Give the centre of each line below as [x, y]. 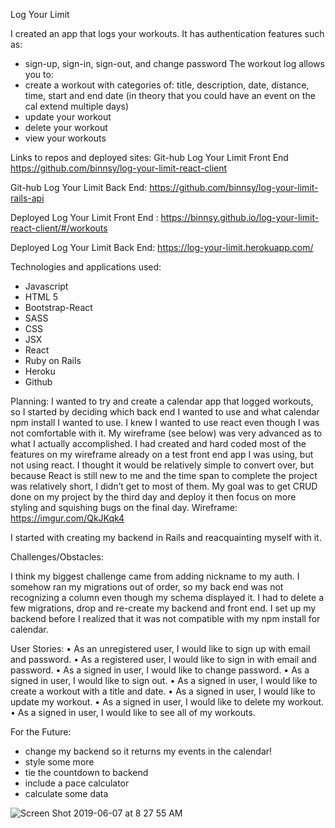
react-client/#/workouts [59, 228]
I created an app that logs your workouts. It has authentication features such [167, 33]
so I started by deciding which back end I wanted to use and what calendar [165, 412]
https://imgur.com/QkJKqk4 [67, 518]
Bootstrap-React [58, 307]
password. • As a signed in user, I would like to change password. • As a [160, 670]
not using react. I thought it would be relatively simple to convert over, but [162, 465]
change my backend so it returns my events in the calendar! [148, 751]
